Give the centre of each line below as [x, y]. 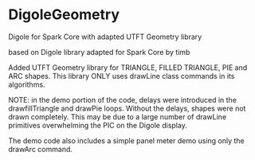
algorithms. [27, 84]
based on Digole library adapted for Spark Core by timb [99, 52]
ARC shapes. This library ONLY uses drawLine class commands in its [122, 76]
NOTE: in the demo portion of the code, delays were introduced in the [123, 100]
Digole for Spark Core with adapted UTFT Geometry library [105, 37]
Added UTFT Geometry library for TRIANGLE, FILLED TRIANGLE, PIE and [128, 67]
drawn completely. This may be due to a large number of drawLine [118, 116]
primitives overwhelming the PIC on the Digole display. [98, 125]
